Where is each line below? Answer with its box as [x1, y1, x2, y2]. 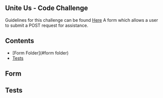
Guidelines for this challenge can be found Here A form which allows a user [5, 17, 159, 23]
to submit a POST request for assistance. [5, 22, 89, 28]
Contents [5, 37, 34, 45]
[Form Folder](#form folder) [12, 49, 69, 56]
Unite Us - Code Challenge [5, 4, 88, 12]
